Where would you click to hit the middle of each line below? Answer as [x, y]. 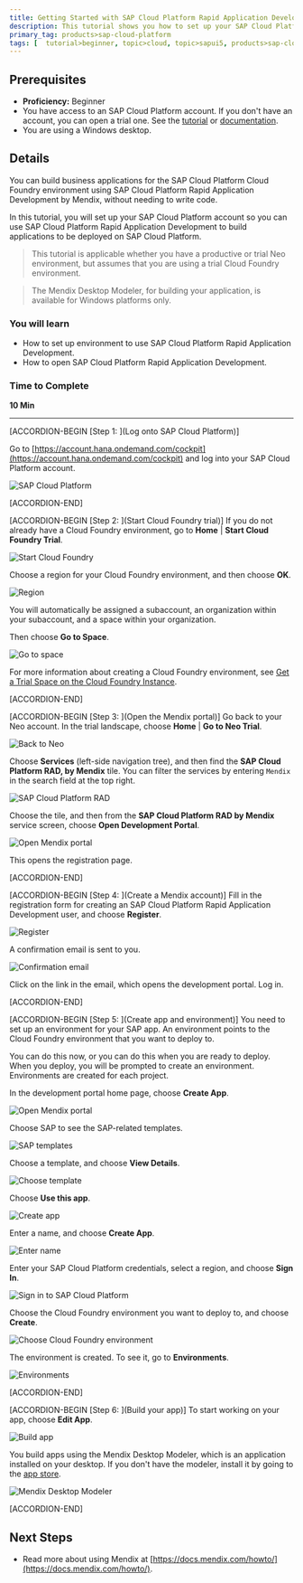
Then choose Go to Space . [60, 637]
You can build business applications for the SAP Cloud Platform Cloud [139, 180]
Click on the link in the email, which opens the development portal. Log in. [147, 985]
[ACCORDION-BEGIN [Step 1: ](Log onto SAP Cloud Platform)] [124, 431]
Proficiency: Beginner [64, 101]
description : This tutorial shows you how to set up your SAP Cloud [141, 26]
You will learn [40, 324]
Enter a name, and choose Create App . [82, 1233]
